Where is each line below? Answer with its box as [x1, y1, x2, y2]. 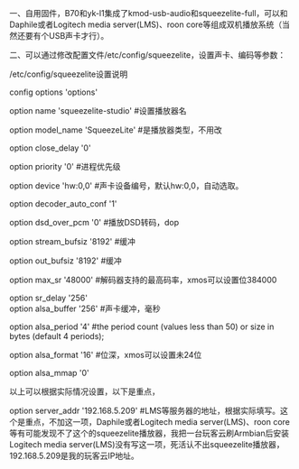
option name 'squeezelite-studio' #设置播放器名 [9, 106, 187, 115]
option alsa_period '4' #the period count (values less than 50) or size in [9, 321, 275, 332]
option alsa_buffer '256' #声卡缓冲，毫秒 [9, 303, 161, 314]
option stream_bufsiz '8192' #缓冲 [9, 236, 135, 246]
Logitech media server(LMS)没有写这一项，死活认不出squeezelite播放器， [9, 439, 285, 449]
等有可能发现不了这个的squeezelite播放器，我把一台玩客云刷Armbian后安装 [9, 428, 289, 438]
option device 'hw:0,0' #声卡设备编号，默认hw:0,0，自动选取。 [9, 180, 244, 191]
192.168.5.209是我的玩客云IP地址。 [9, 450, 140, 461]
